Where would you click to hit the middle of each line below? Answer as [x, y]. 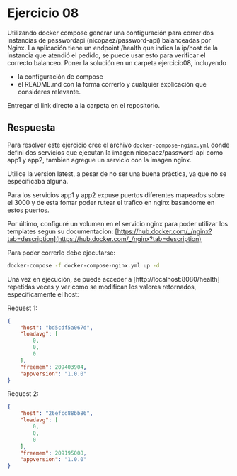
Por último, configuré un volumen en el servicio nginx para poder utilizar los [118, 223]
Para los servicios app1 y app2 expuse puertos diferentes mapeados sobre [116, 195]
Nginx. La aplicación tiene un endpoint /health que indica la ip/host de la [112, 48]
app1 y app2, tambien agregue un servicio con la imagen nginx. [100, 160]
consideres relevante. [49, 92]
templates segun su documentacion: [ [63, 231]
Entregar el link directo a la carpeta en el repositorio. [84, 105]
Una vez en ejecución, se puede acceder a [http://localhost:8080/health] [114, 279]
